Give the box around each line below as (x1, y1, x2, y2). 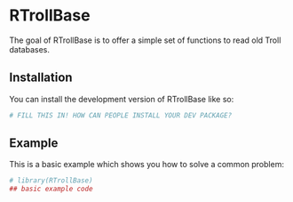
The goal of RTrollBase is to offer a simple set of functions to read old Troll (9, 35, 281, 45)
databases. (9, 44, 51, 54)
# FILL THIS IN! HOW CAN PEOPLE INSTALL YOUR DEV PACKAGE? (9, 110, 233, 120)
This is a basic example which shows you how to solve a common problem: (9, 159, 284, 170)
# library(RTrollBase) (9, 176, 93, 185)
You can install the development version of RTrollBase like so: (9, 93, 234, 104)
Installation (9, 70, 73, 85)
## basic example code (9, 184, 93, 194)
